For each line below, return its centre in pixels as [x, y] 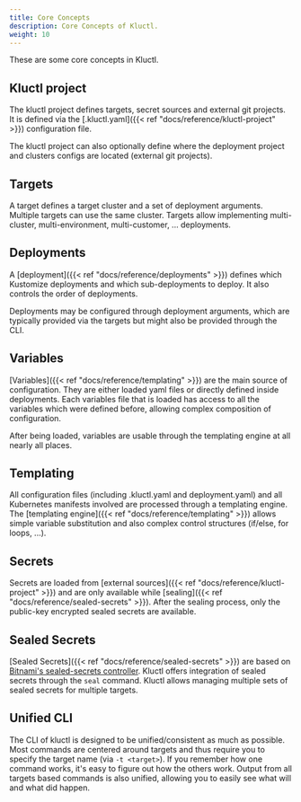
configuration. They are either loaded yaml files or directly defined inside [144, 389]
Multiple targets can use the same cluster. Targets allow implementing [139, 215]
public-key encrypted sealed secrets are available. [103, 612]
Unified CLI [41, 718]
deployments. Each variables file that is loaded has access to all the [135, 399]
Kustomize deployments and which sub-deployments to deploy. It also [139, 284]
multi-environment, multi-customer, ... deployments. [135, 225]
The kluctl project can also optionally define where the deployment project [147, 146]
